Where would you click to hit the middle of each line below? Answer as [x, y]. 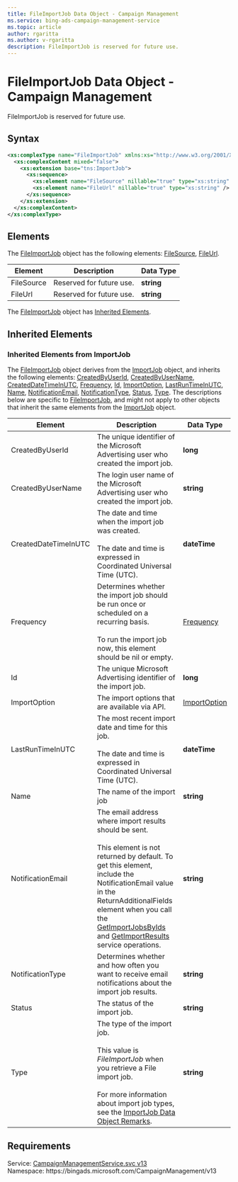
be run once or [121, 604]
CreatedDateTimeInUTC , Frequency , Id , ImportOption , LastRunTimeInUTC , [115, 385]
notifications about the [134, 983]
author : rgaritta [33, 34]
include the [115, 874]
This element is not [129, 847]
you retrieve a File [127, 1068]
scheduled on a [123, 613]
